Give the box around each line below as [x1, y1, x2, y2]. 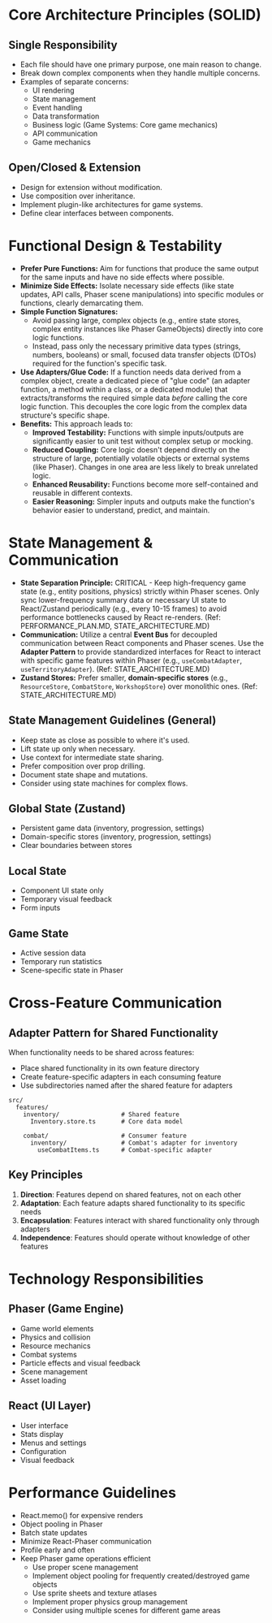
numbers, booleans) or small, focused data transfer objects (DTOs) [32, 349, 257, 359]
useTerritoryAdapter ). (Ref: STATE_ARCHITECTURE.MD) [19, 664, 210, 673]
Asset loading [19, 1375, 67, 1385]
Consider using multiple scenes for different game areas [32, 1605, 221, 1615]
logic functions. [32, 332, 85, 342]
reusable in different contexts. [32, 487, 133, 497]
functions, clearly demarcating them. [19, 298, 144, 308]
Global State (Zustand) [8, 802, 126, 816]
